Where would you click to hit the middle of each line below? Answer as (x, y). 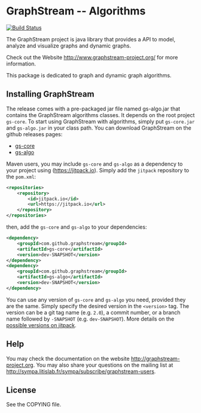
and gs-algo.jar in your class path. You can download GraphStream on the (99, 128)
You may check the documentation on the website (68, 358)
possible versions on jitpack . (41, 325)
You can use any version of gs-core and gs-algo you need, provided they (96, 300)
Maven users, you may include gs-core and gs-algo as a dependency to (95, 164)
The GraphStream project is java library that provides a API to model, (91, 39)
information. (21, 64)
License (21, 390)
